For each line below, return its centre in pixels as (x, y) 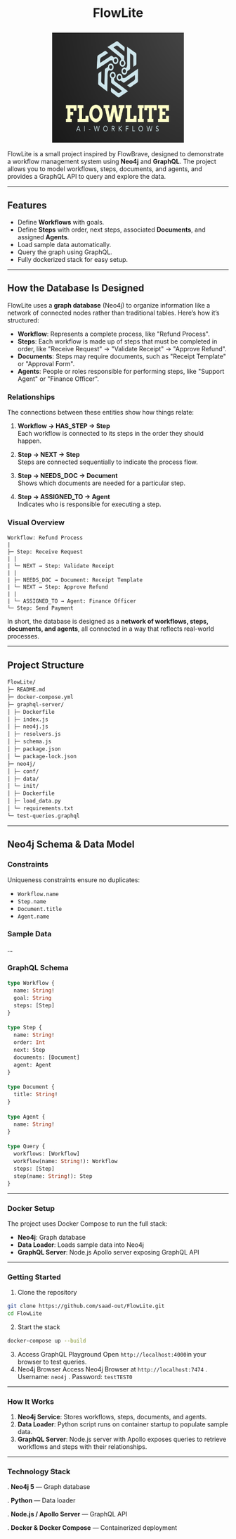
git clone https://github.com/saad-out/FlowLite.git (86, 1306)
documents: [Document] (47, 1057)
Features (27, 205)
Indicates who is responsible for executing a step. (89, 504)
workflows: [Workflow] (47, 1154)
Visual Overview (36, 522)
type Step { (25, 1028)
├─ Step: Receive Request (45, 552)
